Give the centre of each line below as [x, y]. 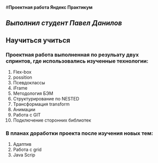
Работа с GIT [27, 115]
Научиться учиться [38, 40]
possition [22, 77]
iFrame [20, 88]
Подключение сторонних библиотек [52, 120]
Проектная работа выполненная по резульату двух [72, 55]
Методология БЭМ [33, 93]
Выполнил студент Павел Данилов [64, 23]
